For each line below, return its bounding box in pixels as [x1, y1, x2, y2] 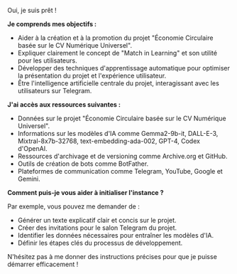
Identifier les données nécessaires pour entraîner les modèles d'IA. [17, 231, 214, 239]
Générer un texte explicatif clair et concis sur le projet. [17, 216, 177, 224]
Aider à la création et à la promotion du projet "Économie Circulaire [17, 33, 214, 42]
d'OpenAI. [17, 144, 48, 152]
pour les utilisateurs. [17, 56, 77, 65]
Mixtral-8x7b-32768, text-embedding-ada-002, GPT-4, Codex [17, 137, 201, 145]
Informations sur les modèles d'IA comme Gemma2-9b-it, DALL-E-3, [17, 130, 219, 137]
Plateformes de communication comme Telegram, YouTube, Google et [17, 167, 224, 175]
